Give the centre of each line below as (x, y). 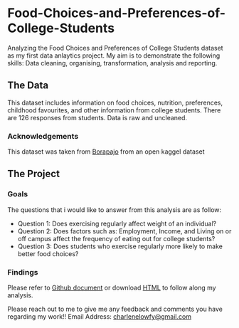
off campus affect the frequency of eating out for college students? (116, 238)
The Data (28, 86)
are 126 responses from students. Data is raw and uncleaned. (97, 117)
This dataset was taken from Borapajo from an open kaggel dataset (106, 152)
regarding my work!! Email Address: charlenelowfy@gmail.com (100, 317)
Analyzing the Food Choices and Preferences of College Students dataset (115, 48)
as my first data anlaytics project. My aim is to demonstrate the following (114, 55)
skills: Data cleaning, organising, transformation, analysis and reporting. (112, 63)
